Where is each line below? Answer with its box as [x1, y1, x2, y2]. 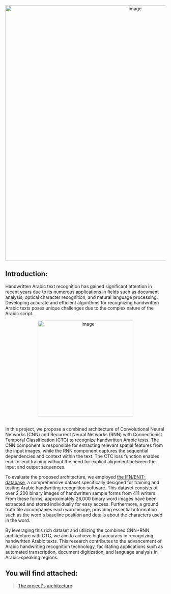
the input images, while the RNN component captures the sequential [5, 447, 149, 454]
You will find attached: [5, 569, 78, 578]
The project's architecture [17, 582, 73, 589]
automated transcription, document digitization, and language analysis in [5, 549, 158, 555]
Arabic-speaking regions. [5, 554, 59, 560]
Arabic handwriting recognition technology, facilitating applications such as [5, 543, 163, 550]
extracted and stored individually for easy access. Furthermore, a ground [5, 501, 159, 507]
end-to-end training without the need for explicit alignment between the [5, 458, 156, 464]
